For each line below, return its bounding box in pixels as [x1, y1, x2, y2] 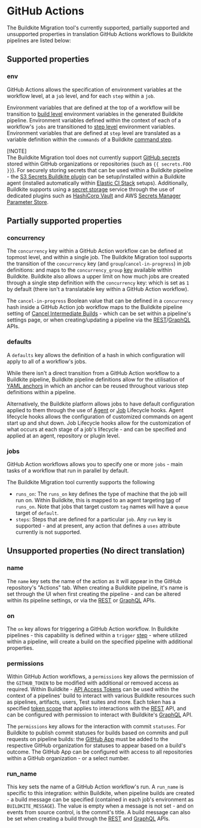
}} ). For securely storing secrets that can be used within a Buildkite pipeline [7, 166, 193, 173]
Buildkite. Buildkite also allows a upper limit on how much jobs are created [7, 273, 190, 280]
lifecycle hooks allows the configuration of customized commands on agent [7, 413, 193, 420]
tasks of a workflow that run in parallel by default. [7, 467, 129, 474]
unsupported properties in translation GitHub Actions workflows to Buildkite [7, 30, 193, 37]
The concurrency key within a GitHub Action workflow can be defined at [7, 247, 183, 254]
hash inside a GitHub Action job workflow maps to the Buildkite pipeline [7, 304, 183, 311]
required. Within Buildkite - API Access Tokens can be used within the [7, 686, 179, 693]
